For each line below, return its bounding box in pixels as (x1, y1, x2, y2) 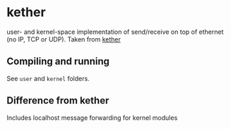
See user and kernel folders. (6, 74, 90, 82)
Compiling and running (6, 56, 110, 68)
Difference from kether (6, 94, 109, 106)
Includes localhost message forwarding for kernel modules (6, 113, 178, 122)
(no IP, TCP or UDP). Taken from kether (6, 35, 121, 43)
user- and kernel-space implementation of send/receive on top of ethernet (6, 27, 224, 36)
